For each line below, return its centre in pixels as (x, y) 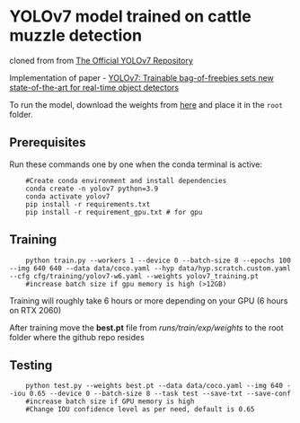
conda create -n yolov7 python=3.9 (92, 189)
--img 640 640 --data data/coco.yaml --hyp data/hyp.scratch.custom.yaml (150, 268)
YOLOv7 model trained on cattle (130, 17)
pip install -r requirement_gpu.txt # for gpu (114, 212)
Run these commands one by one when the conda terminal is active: (136, 164)
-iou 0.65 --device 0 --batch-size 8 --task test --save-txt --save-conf (150, 394)
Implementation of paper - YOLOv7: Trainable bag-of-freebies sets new (141, 77)
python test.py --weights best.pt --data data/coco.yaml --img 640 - (159, 386)
